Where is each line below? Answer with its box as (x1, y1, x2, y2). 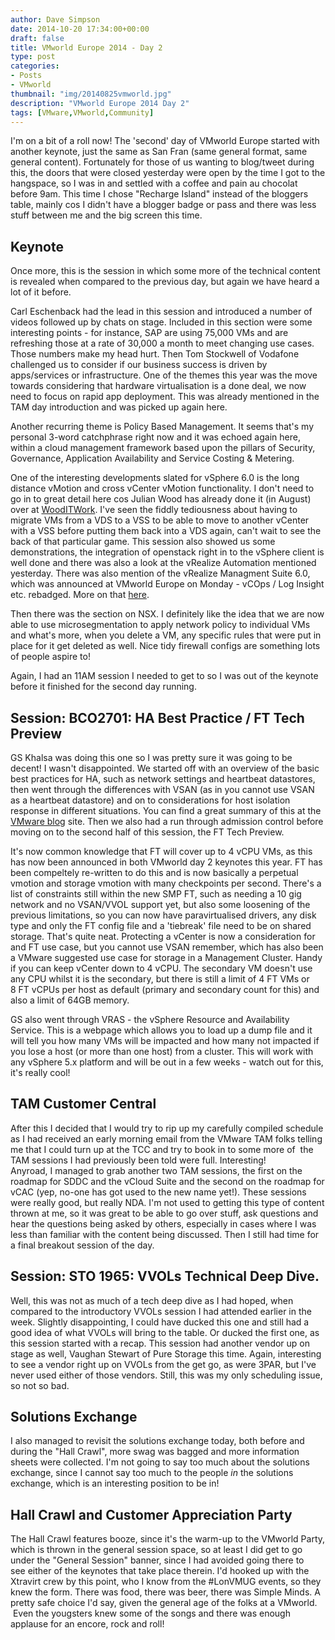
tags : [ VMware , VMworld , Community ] (10, 107, 155, 118)
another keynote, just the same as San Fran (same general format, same (10, 146, 308, 158)
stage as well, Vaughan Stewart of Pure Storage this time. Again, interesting (10, 1347, 322, 1360)
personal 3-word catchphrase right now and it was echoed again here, (10, 431, 301, 443)
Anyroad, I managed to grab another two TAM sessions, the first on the (10, 1164, 303, 1176)
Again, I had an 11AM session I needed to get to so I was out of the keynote (10, 670, 319, 682)
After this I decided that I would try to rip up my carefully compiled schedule (10, 1122, 324, 1134)
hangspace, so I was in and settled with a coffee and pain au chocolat (10, 177, 298, 190)
